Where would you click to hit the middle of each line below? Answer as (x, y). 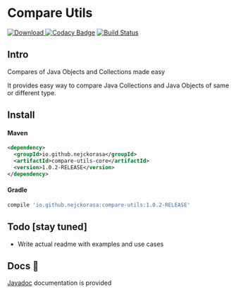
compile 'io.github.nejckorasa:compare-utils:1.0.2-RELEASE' (99, 205)
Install (21, 115)
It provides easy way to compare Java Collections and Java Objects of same (118, 85)
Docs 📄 (23, 266)
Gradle (18, 190)
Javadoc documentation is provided (60, 283)
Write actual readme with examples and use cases (91, 244)
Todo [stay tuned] (48, 227)
